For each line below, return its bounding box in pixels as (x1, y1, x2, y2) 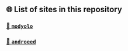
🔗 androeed (6, 38, 36, 46)
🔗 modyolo (6, 22, 33, 30)
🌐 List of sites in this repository (6, 5, 123, 14)
